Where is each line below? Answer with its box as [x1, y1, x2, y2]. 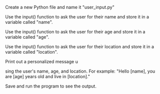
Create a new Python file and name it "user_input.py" [5, 4, 115, 10]
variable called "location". [5, 49, 58, 55]
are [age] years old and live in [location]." [5, 74, 90, 79]
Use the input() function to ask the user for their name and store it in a [5, 14, 149, 19]
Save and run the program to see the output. [5, 83, 96, 89]
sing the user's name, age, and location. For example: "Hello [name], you [5, 68, 155, 74]
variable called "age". [5, 34, 49, 40]
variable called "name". [5, 19, 53, 25]
